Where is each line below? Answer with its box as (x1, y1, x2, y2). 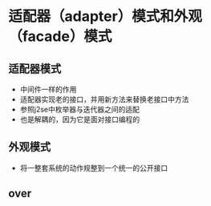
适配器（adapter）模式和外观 (8, 7, 202, 26)
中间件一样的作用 (19, 85, 77, 94)
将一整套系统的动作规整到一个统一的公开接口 (19, 163, 168, 172)
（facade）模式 (8, 27, 112, 46)
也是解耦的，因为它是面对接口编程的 (19, 115, 140, 124)
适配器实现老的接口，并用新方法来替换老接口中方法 (19, 95, 189, 104)
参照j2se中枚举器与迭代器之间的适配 (19, 105, 140, 114)
